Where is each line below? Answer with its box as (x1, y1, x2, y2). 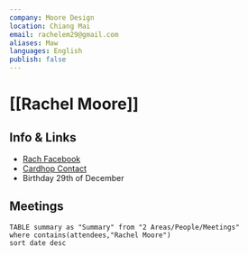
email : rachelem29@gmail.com (9, 30, 119, 39)
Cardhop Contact (22, 163, 87, 174)
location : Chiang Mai (9, 22, 91, 31)
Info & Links (9, 130, 77, 145)
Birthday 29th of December (22, 173, 124, 183)
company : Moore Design (9, 13, 95, 23)
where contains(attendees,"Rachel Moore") (9, 231, 171, 240)
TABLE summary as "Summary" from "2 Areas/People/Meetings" (9, 223, 241, 232)
